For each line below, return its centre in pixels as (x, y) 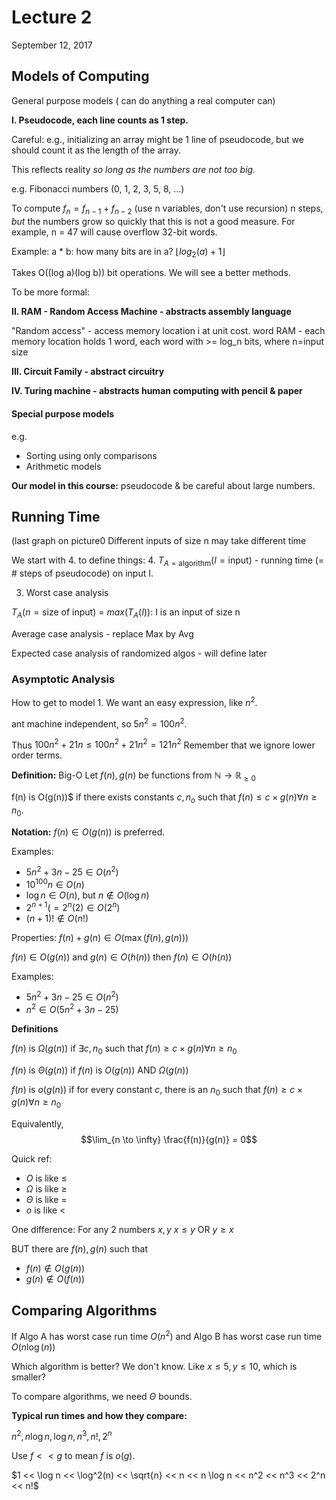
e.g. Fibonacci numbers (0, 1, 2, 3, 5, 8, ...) (98, 188)
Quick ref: (32, 1159)
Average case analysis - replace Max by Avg (102, 633)
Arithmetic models (63, 466)
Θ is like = (46, 1200)
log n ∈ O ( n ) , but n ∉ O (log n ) (87, 895)
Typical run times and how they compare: (99, 1415)
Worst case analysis (67, 593)
